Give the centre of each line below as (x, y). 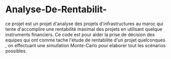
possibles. (16, 51)
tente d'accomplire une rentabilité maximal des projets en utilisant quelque (84, 29)
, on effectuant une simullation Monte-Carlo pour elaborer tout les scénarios (85, 45)
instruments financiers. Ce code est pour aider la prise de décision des (80, 34)
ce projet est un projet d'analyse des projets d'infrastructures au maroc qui (84, 24)
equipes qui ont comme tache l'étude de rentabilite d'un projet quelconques (85, 40)
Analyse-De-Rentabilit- (56, 9)
